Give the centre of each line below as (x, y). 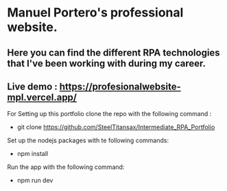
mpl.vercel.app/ (42, 97)
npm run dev (35, 181)
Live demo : (33, 86)
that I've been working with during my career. (106, 63)
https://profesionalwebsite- (120, 86)
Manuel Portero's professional (95, 13)
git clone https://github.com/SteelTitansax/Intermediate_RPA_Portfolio (116, 127)
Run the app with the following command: (66, 167)
